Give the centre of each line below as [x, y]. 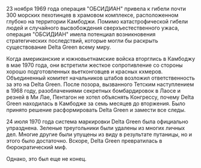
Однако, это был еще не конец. [47, 159]
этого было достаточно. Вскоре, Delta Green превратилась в [84, 141]
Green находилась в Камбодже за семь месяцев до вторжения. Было [96, 104]
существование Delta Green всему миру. [59, 47]
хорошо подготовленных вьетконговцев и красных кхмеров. [85, 71]
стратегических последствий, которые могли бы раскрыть [82, 41]
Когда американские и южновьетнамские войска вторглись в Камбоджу [101, 59]
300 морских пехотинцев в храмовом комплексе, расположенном [92, 15]
